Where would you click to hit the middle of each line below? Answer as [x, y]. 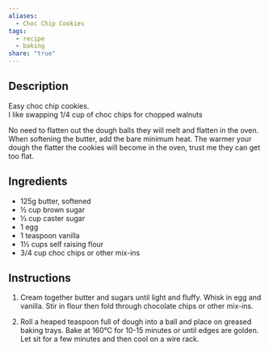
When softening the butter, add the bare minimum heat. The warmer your [130, 139]
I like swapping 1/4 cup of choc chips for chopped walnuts [106, 114]
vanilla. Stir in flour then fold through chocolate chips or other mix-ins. [137, 306]
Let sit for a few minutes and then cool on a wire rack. [109, 339]
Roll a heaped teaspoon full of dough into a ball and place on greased [136, 322]
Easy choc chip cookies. [49, 105]
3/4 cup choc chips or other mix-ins [80, 253]
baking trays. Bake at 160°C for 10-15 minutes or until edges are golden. [139, 331]
